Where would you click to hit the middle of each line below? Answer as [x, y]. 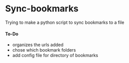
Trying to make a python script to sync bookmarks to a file [65, 22]
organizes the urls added [38, 45]
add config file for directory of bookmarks [55, 56]
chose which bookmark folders [44, 50]
